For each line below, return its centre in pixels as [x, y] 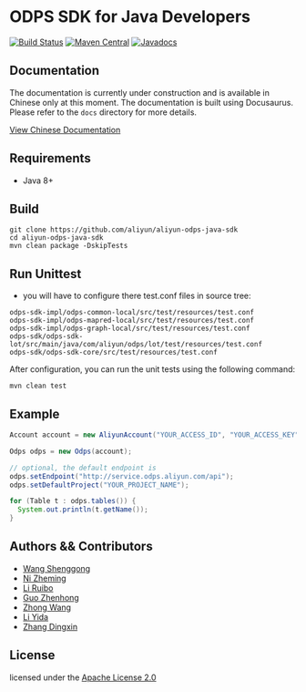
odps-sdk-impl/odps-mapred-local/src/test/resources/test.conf [132, 321]
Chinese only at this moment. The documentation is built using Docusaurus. [152, 102]
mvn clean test [38, 386]
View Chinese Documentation [65, 129]
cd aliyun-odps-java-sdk [56, 238]
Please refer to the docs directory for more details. [103, 112]
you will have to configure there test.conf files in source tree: [137, 296]
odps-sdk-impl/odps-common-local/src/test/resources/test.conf [132, 313]
